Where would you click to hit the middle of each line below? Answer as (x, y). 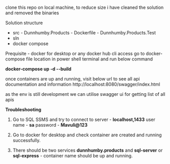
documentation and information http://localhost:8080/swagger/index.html (83, 84)
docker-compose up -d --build (38, 69)
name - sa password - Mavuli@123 (50, 125)
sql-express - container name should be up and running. (72, 156)
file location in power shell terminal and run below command (90, 59)
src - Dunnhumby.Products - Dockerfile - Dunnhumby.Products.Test (84, 33)
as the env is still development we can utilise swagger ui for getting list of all (85, 94)
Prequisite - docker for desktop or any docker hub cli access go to (75, 54)
